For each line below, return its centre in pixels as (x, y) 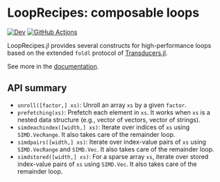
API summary (37, 88)
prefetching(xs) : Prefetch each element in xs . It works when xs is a (113, 112)
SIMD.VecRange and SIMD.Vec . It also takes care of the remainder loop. (116, 149)
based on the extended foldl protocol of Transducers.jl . (87, 53)
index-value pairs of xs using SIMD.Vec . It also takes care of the (107, 164)
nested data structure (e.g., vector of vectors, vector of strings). (109, 119)
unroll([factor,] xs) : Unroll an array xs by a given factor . (102, 105)
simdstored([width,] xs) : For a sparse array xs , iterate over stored (113, 156)
